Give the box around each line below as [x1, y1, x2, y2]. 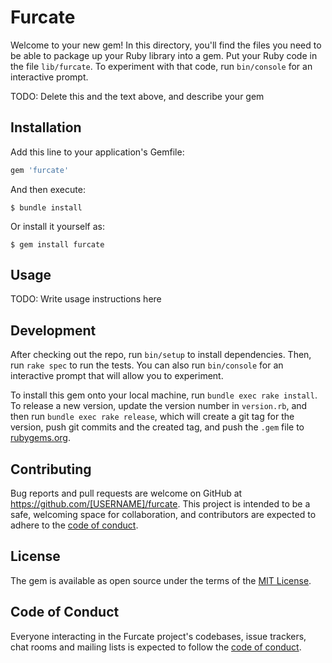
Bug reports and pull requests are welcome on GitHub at [10, 487, 243, 500]
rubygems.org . [10, 432, 71, 444]
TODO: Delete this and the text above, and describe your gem [10, 90, 265, 102]
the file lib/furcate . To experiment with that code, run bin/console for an [10, 60, 313, 72]
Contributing [10, 461, 92, 478]
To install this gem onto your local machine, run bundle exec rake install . [10, 389, 318, 401]
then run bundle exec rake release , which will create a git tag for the [10, 411, 295, 423]
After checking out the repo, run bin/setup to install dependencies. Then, [10, 349, 312, 361]
